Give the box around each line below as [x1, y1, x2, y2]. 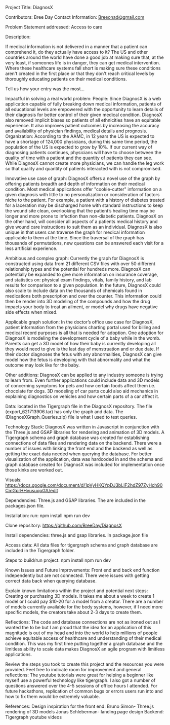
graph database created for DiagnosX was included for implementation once [5, 461, 165, 467]
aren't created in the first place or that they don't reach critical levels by [5, 70, 155, 77]
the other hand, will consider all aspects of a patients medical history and [5, 219, 158, 225]
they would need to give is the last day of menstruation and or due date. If [5, 346, 159, 352]
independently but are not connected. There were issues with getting [5, 572, 149, 578]
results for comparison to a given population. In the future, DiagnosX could [5, 282, 161, 288]
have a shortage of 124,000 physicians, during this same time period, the [5, 139, 158, 144]
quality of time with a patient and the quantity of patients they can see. [5, 155, 153, 161]
